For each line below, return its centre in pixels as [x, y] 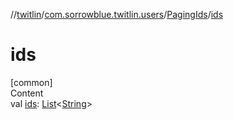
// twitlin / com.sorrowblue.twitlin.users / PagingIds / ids [117, 14]
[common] [31, 82]
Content [27, 93]
